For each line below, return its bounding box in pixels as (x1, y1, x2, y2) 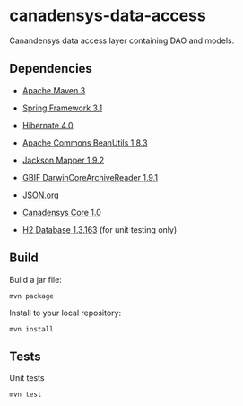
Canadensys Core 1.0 (22, 207, 101, 217)
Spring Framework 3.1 (22, 102, 103, 113)
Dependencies (9, 61, 92, 76)
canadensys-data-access (9, 5, 206, 26)
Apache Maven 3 (22, 84, 86, 95)
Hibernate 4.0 (22, 119, 74, 130)
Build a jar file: (9, 274, 63, 285)
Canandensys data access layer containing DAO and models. (9, 35, 235, 46)
